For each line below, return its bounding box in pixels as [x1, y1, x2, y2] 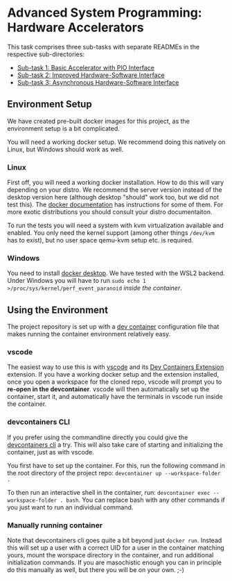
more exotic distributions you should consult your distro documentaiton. [7, 208, 213, 216]
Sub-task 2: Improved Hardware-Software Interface [17, 71, 165, 79]
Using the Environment [7, 304, 109, 316]
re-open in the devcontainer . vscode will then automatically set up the [7, 385, 210, 393]
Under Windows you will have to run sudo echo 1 [7, 277, 147, 285]
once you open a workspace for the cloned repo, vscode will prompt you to [7, 377, 222, 386]
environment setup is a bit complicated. [7, 124, 120, 133]
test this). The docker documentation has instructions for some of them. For [7, 200, 224, 209]
